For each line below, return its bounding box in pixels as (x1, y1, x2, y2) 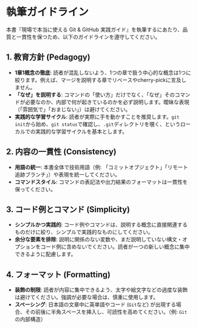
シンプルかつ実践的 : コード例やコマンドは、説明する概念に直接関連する (14, 221, 188, 228)
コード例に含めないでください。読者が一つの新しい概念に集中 (40, 243, 190, 250)
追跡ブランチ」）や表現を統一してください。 (14, 171, 121, 178)
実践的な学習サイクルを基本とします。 (35, 128, 128, 135)
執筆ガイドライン (6, 5, 89, 19)
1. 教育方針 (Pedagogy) (6, 52, 91, 62)
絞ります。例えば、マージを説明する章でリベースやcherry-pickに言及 (14, 76, 182, 83)
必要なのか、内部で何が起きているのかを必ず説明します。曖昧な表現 (25, 98, 190, 105)
